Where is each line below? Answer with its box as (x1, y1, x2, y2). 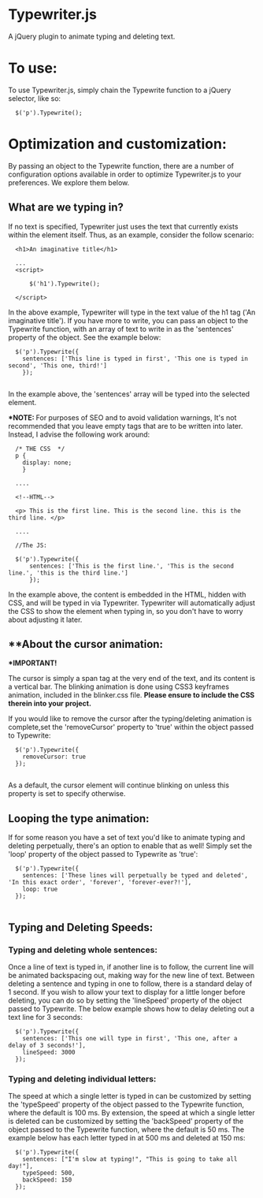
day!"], (8, 1163, 34, 1170)
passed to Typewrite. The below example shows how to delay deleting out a (8, 1003, 254, 1014)
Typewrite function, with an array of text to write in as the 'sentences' (8, 324, 234, 333)
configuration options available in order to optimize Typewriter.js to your (8, 169, 242, 179)
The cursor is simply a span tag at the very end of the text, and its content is (8, 674, 256, 683)
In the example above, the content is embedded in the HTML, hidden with (8, 590, 246, 599)
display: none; (22, 459, 72, 467)
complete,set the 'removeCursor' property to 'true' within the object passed (8, 723, 254, 732)
